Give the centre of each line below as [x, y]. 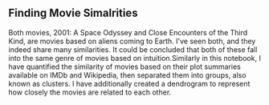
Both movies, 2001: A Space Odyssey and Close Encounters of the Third [128, 32]
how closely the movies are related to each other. [90, 92]
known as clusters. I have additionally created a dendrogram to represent [129, 83]
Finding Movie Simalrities [73, 13]
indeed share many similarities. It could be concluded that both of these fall [133, 49]
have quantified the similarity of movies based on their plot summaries [124, 67]
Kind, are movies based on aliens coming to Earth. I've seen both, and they [132, 41]
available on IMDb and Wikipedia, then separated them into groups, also [127, 75]
